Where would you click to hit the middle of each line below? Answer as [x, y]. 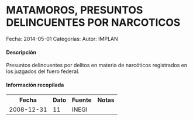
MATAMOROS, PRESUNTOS [75, 10]
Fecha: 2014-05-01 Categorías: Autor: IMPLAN [62, 39]
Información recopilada [35, 85]
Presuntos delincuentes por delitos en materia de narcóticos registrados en [97, 65]
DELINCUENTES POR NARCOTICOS [93, 23]
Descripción [21, 52]
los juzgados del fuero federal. [43, 71]
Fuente [82, 100]
